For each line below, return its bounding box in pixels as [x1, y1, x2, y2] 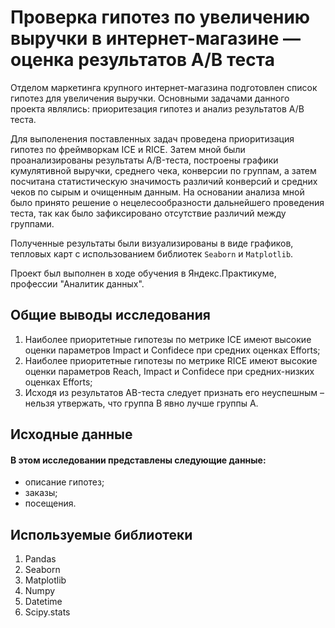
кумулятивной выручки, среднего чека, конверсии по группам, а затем [10, 164, 317, 176]
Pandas [24, 553, 57, 565]
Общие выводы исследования [10, 307, 211, 324]
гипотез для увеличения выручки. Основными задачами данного [10, 92, 290, 104]
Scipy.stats [24, 606, 71, 618]
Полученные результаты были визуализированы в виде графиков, [10, 237, 294, 249]
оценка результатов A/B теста [10, 49, 275, 71]
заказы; [24, 487, 58, 499]
